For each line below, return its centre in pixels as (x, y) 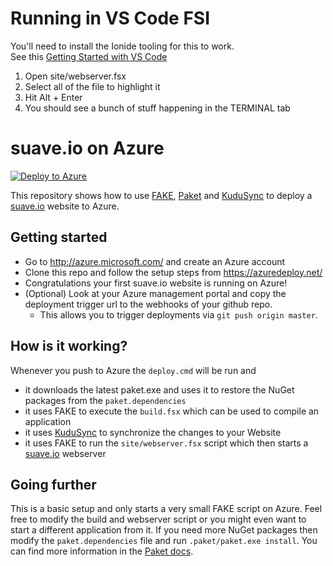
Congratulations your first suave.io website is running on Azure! (156, 283)
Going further (53, 484)
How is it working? (69, 346)
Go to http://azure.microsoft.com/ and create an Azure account (155, 261)
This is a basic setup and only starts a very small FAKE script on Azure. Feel (166, 509)
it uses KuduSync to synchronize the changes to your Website (153, 432)
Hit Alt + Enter (53, 97)
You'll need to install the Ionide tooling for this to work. (122, 46)
